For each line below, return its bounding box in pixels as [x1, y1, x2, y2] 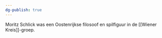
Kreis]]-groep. [5, 26, 35, 33]
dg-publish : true [5, 7, 42, 13]
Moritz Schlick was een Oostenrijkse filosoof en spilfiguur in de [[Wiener [5, 21, 157, 27]
